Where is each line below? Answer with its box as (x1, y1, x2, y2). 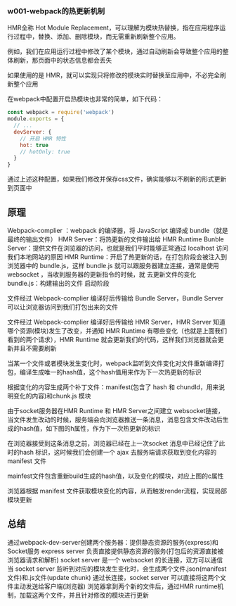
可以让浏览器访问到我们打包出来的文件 (7, 303, 118, 311)
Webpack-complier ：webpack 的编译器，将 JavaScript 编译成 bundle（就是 (7, 226, 228, 234)
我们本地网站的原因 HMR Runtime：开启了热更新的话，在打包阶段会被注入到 (7, 252, 227, 261)
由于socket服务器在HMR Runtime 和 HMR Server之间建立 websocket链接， (7, 406, 225, 415)
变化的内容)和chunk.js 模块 (13, 391, 91, 400)
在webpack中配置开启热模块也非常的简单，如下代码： (7, 95, 164, 103)
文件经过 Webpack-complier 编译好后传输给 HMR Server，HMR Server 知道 (7, 317, 226, 326)
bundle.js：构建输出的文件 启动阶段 (7, 279, 110, 287)
